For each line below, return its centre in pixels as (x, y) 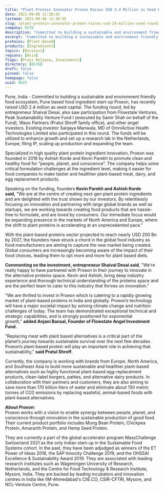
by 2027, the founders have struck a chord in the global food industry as (78, 240)
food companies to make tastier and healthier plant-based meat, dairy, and (80, 174)
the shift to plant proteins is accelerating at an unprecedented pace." (74, 225)
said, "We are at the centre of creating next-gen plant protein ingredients (79, 194)
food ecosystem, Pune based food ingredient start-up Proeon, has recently (81, 102)
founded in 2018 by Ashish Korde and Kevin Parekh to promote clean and (79, 158)
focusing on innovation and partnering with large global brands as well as (79, 204)
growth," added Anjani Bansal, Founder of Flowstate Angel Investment (77, 321)
